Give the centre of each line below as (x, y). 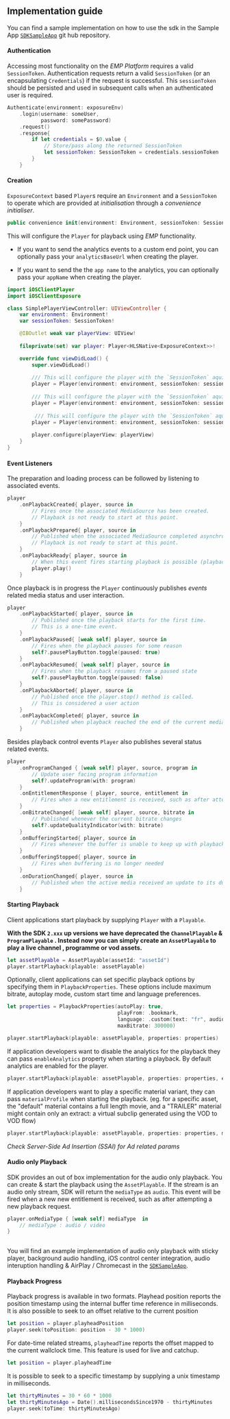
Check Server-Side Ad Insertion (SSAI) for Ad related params (93, 1146)
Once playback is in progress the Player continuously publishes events (107, 588)
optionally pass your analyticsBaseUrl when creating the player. (107, 256)
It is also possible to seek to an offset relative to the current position (103, 1311)
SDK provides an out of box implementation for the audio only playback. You (115, 1177)
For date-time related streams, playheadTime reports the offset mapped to (111, 1343)
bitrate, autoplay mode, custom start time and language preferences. (104, 994)
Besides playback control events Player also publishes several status (104, 742)
